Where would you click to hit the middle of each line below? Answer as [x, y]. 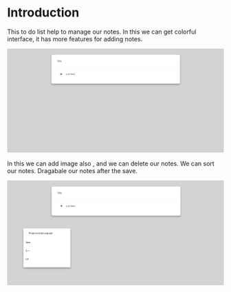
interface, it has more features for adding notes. [75, 38]
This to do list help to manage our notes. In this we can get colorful [102, 32]
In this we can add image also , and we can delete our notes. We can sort [111, 164]
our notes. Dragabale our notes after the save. [72, 170]
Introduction [43, 13]
